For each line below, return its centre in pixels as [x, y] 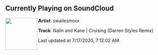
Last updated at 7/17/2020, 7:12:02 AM [78, 40]
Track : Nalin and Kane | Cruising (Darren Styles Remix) [96, 31]
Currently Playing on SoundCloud [60, 8]
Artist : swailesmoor [59, 20]
